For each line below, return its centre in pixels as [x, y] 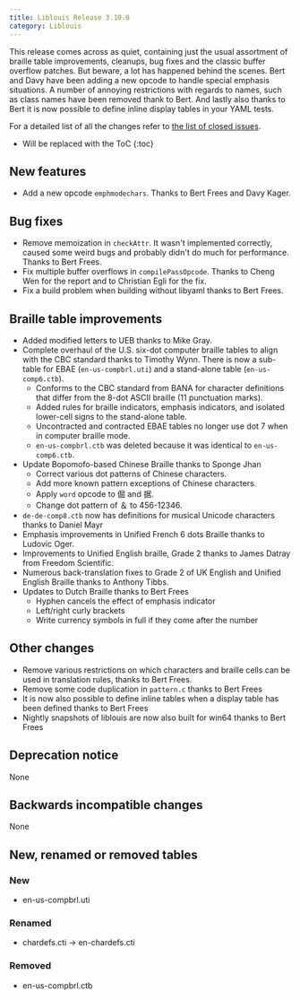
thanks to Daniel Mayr [63, 525]
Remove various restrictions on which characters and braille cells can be [156, 670]
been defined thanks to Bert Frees [85, 708]
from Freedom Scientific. [68, 562]
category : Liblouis [46, 26]
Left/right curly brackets [80, 610]
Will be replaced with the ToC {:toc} [88, 143]
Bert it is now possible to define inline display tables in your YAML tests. [142, 109]
